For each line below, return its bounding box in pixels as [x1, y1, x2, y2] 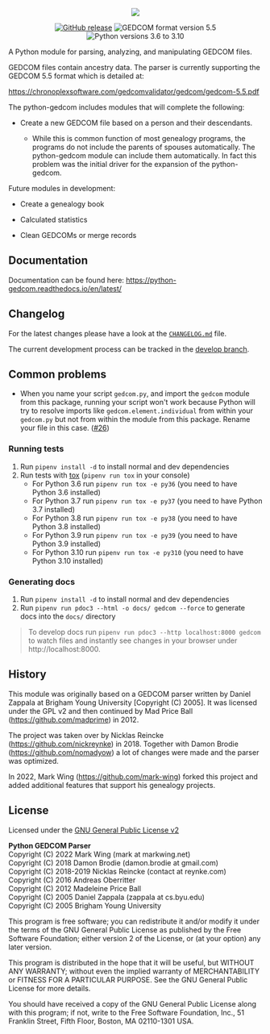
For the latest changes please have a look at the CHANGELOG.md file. [8, 328, 227, 338]
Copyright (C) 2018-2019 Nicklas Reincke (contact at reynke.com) [8, 866, 227, 876]
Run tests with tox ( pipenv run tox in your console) [19, 470, 191, 480]
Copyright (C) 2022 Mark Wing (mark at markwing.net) [8, 849, 191, 859]
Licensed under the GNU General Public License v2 [8, 825, 180, 835]
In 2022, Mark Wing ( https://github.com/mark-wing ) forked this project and [8, 771, 258, 782]
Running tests [8, 444, 64, 455]
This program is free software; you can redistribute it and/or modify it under [8, 916, 260, 926]
